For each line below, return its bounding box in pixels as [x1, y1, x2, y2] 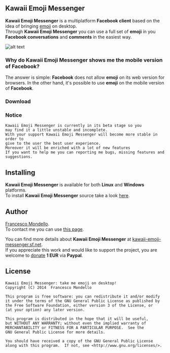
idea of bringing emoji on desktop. [5, 23, 77, 29]
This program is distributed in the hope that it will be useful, [5, 316, 149, 321]
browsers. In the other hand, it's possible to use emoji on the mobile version [5, 80, 164, 86]
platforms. [5, 187, 27, 193]
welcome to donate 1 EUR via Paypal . [5, 252, 83, 258]
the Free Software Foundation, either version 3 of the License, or [5, 303, 153, 308]
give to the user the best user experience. [5, 141, 101, 146]
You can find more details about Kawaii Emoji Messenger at [5, 236, 131, 242]
